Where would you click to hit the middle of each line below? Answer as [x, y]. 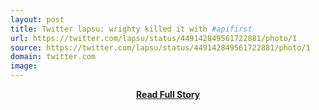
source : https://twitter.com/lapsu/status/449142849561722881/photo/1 [160, 47]
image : [24, 66]
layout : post [37, 19]
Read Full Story [168, 94]
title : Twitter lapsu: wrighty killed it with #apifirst [131, 29]
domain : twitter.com [53, 57]
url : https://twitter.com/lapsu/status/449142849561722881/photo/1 [154, 38]
